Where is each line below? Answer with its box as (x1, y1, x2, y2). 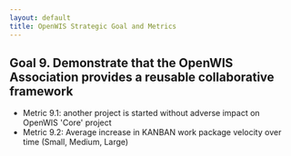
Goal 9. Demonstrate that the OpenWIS (9, 55, 234, 71)
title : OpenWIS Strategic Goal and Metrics (9, 22, 177, 31)
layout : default (9, 13, 71, 23)
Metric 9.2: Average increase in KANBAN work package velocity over (22, 127, 282, 138)
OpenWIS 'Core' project (22, 117, 112, 128)
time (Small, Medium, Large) (22, 137, 129, 148)
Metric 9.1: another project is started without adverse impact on (22, 108, 261, 119)
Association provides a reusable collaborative (9, 69, 275, 84)
